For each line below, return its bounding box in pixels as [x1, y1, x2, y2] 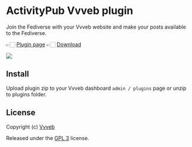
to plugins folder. [6, 90, 47, 97]
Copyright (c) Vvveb [6, 123, 55, 130]
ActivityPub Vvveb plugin [6, 4, 133, 17]
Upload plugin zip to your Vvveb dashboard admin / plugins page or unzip [6, 85, 187, 92]
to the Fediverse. [6, 29, 47, 36]
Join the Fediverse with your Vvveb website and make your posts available [6, 23, 186, 30]
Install [6, 69, 29, 79]
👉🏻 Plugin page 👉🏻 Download [6, 41, 81, 48]
